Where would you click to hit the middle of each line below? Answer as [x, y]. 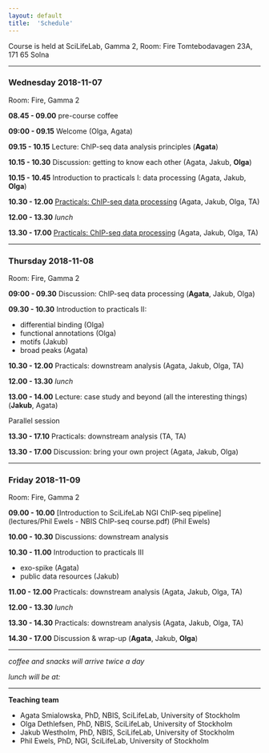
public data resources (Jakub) [70, 576]
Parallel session [34, 421]
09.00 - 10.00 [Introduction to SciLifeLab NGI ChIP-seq [100, 513]
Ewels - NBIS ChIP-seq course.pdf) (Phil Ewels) [132, 522]
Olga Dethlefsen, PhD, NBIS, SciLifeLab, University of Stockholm [126, 724]
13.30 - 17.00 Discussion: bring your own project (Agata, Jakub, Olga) [123, 452]
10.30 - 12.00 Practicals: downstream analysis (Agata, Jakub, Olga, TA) [126, 366]
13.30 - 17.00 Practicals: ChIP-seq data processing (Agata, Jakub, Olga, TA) [133, 232]
